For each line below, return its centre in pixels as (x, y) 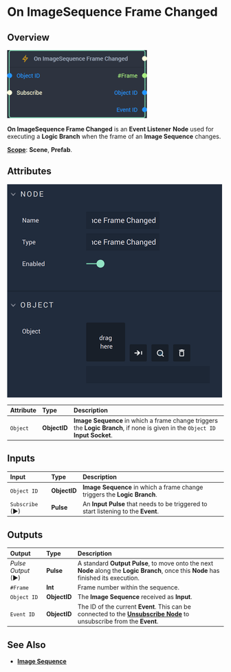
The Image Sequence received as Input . (135, 597)
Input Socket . (93, 435)
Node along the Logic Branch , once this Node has (149, 570)
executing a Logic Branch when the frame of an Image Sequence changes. (114, 136)
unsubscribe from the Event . (118, 621)
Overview (29, 37)
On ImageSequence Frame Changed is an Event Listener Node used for (111, 129)
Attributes (29, 172)
